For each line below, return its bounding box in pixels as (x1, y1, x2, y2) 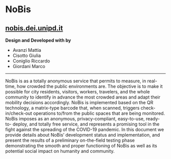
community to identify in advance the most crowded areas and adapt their (5, 94, 161, 100)
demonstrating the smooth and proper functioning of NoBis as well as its (5, 143, 157, 148)
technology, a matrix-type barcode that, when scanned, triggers (5, 105, 140, 111)
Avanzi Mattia (12, 47, 42, 53)
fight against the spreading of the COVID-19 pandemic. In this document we (5, 126, 164, 133)
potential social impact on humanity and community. (5, 148, 115, 154)
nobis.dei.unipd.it (5, 24, 63, 33)
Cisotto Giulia (12, 52, 41, 58)
